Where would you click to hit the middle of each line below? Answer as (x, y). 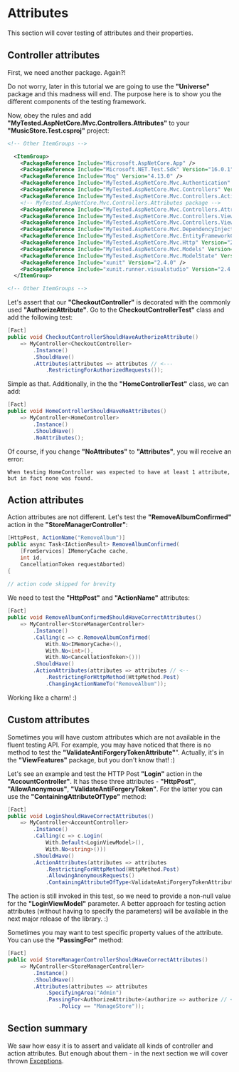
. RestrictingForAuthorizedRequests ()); (104, 370)
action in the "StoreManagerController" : (68, 525)
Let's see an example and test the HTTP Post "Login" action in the (105, 774)
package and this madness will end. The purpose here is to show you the (115, 93)
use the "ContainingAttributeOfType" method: (77, 796)
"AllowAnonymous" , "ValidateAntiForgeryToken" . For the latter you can (115, 789)
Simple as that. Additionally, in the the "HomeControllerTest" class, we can (118, 384)
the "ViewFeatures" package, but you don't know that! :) (91, 760)
